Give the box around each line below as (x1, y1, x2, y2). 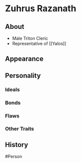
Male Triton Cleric (12, 35, 48, 41)
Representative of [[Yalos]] (12, 41, 67, 47)
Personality (5, 71, 41, 80)
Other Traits (5, 125, 34, 132)
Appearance (5, 55, 44, 63)
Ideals (5, 86, 20, 93)
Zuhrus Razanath (5, 3, 77, 14)
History (5, 140, 28, 149)
